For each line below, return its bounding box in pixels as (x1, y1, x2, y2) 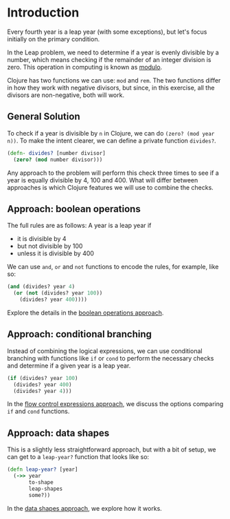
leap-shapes (28, 485, 63, 492)
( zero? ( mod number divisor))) (13, 156, 103, 163)
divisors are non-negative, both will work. (7, 91, 125, 99)
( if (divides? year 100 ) (7, 374, 78, 381)
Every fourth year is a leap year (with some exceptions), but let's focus (7, 28, 207, 36)
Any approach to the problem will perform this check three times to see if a (7, 169, 220, 177)
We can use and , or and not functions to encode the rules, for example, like (7, 263, 219, 271)
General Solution (7, 111, 80, 123)
